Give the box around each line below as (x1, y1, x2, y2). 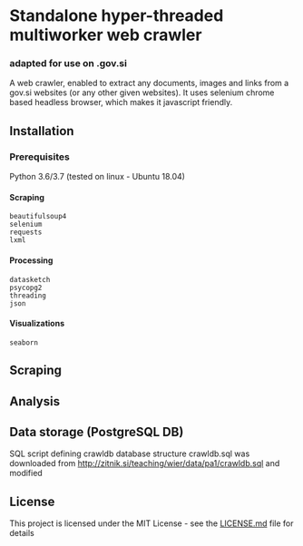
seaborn (9, 337, 39, 347)
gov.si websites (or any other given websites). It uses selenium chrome (9, 87, 275, 98)
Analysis (9, 394, 61, 409)
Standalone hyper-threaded (9, 5, 224, 26)
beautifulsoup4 (9, 212, 67, 221)
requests (9, 228, 43, 237)
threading (9, 291, 47, 300)
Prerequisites (9, 151, 70, 163)
